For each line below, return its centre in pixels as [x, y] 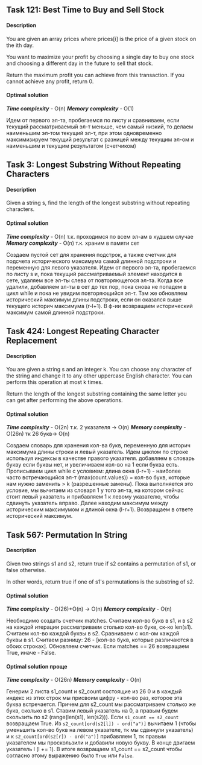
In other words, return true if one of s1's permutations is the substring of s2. [100, 582]
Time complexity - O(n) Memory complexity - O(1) [70, 109]
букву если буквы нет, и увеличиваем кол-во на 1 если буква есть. [93, 465]
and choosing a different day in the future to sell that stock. [80, 63]
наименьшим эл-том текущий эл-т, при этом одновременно [84, 133]
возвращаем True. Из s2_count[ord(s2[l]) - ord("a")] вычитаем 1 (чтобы [101, 723]
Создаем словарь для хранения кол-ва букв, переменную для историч [99, 445]
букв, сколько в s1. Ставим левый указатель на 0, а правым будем [92, 711]
